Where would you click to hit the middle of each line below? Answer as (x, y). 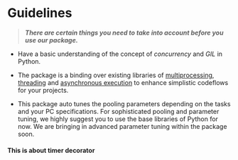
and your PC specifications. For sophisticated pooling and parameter (118, 111)
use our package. (51, 40)
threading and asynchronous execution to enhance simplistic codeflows (123, 82)
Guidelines (40, 13)
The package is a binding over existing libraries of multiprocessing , (116, 75)
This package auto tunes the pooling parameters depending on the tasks (124, 103)
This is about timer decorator (51, 150)
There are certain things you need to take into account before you (124, 33)
